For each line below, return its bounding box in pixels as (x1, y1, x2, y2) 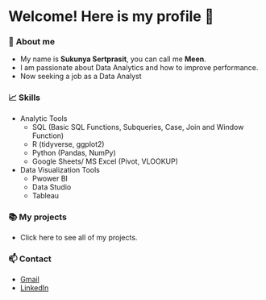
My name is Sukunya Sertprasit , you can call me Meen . (19, 54, 207, 64)
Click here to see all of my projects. (19, 233, 138, 243)
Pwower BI (31, 173, 69, 183)
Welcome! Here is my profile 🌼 (8, 7, 214, 26)
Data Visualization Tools (19, 165, 101, 174)
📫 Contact (8, 253, 52, 265)
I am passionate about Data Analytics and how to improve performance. (19, 63, 259, 73)
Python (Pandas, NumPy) (31, 148, 117, 157)
